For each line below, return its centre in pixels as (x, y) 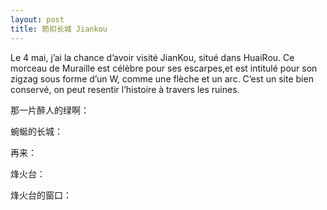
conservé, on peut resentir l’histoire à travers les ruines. (125, 89)
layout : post (37, 19)
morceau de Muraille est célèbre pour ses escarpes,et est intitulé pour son (164, 68)
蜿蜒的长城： (36, 131)
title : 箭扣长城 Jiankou (59, 29)
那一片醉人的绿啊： (50, 110)
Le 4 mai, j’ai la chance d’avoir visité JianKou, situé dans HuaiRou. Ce (152, 57)
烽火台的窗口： (41, 195)
